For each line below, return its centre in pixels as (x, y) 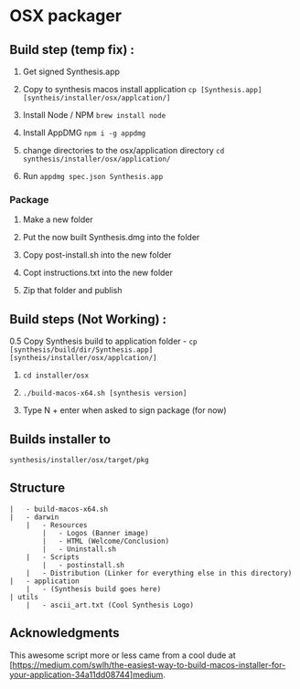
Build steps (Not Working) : (88, 319)
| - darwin (34, 517)
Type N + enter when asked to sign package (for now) (124, 410)
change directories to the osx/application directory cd (123, 150)
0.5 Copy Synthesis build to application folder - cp (104, 341)
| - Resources (57, 525)
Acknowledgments (65, 633)
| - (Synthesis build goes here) (94, 589)
